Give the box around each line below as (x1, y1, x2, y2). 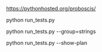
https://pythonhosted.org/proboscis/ (6, 5, 96, 12)
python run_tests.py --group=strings (6, 28, 97, 35)
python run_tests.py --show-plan (6, 40, 88, 46)
